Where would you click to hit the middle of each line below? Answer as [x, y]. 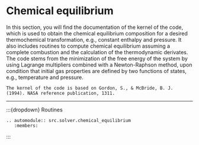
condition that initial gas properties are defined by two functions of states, [96, 71]
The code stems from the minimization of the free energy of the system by [97, 58]
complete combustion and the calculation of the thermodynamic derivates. [97, 52]
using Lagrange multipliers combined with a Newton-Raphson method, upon [99, 65]
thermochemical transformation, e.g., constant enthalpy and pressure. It [94, 39]
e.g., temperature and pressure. [45, 77]
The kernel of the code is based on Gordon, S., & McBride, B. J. [90, 88]
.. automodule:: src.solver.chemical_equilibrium [69, 120]
